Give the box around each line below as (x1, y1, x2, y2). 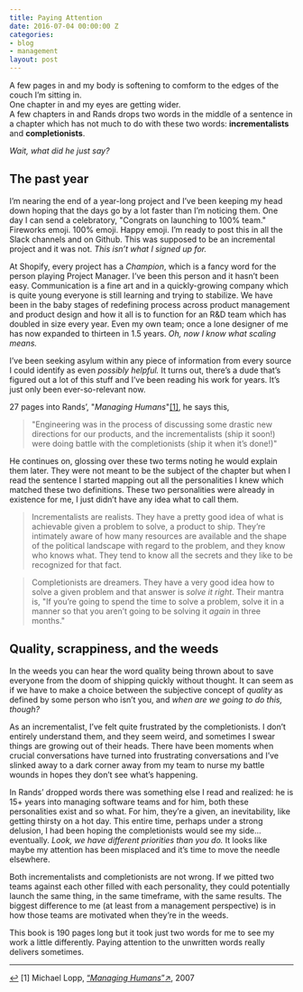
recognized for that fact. (31, 559, 122, 570)
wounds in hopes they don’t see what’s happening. (9, 769, 198, 780)
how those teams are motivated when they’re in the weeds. (9, 909, 229, 921)
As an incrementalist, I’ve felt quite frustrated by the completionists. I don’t (9, 721, 287, 732)
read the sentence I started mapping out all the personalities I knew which (9, 475, 284, 486)
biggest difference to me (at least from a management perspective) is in (9, 900, 277, 911)
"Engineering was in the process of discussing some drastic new (31, 419, 273, 430)
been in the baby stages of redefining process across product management (9, 299, 290, 310)
